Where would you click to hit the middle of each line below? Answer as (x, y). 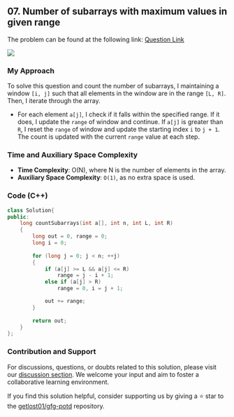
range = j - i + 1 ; (85, 275)
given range (34, 23)
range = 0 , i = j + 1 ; (90, 289)
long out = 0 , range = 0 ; (70, 237)
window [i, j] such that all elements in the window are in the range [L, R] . (117, 93)
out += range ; (65, 301)
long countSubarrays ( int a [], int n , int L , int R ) (96, 224)
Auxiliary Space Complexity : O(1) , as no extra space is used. (106, 177)
